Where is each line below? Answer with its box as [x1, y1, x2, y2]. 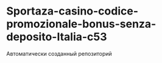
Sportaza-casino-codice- [6, 4, 139, 18]
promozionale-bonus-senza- [6, 17, 157, 31]
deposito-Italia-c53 [6, 30, 108, 44]
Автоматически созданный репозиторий [6, 50, 113, 57]
